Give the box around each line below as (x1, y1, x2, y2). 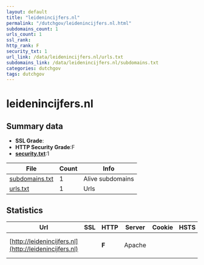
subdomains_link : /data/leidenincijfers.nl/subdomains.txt (6, 59, 159, 65)
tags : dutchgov (6, 71, 45, 77)
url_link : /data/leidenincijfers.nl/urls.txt (6, 54, 123, 60)
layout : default (6, 8, 47, 15)
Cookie (152, 223, 174, 232)
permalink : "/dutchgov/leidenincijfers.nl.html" (6, 20, 132, 26)
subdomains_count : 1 (6, 25, 59, 32)
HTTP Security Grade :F (15, 144, 75, 151)
